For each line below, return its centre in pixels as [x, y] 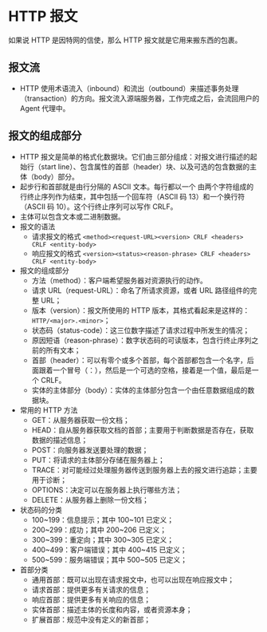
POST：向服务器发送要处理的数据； [90, 450]
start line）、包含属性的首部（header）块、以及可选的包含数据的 [145, 166]
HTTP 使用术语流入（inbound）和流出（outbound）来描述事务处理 [129, 88]
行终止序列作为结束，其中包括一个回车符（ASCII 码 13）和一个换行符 [132, 196]
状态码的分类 [41, 510]
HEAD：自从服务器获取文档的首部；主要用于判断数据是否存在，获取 [143, 430]
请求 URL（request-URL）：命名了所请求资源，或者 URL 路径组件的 [141, 290]
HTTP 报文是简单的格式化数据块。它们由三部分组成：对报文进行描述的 [135, 156]
